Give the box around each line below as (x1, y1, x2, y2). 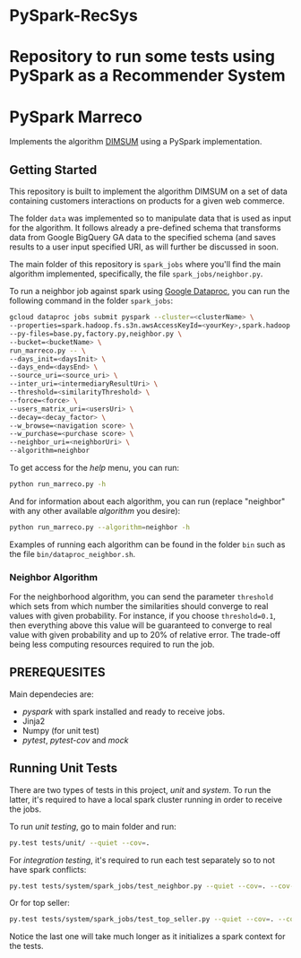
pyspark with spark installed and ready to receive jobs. (21, 706, 226, 717)
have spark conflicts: (9, 864, 87, 875)
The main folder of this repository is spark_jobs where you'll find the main (9, 259, 281, 270)
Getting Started (9, 162, 98, 178)
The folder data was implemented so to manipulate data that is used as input (9, 213, 292, 224)
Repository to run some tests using (9, 47, 276, 67)
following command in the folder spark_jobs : (9, 295, 173, 306)
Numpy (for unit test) (21, 725, 100, 736)
